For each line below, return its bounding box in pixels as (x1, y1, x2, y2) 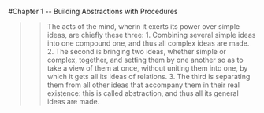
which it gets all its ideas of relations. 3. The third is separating (46, 72, 251, 81)
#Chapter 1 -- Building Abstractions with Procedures (8, 7, 178, 16)
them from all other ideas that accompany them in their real (46, 80, 240, 89)
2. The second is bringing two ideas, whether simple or (46, 47, 227, 56)
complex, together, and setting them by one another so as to (46, 55, 244, 64)
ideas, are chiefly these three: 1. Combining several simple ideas (46, 31, 256, 39)
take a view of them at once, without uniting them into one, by (46, 64, 248, 73)
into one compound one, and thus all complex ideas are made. (46, 38, 250, 48)
